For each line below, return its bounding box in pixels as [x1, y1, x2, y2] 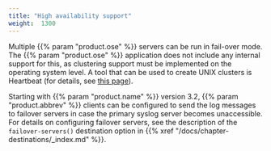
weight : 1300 [8, 19, 57, 27]
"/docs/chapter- [175, 126, 229, 136]
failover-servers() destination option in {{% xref [8, 126, 174, 136]
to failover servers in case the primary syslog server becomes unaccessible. [8, 108, 263, 118]
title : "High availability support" [8, 11, 132, 20]
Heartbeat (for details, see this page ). [8, 76, 133, 86]
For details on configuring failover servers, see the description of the [8, 117, 238, 127]
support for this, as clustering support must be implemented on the [8, 58, 232, 69]
